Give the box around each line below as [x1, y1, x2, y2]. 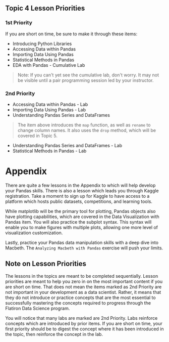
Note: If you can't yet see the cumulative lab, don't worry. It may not [17, 72, 159, 78]
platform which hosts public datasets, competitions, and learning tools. [5, 198, 153, 204]
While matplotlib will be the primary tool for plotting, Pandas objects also [5, 208, 156, 214]
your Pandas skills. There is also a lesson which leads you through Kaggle [5, 187, 159, 194]
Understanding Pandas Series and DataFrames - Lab [12, 142, 123, 148]
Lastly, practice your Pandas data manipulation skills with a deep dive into [5, 239, 159, 245]
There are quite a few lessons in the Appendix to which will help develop [5, 182, 156, 188]
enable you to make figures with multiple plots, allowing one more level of [5, 224, 158, 230]
